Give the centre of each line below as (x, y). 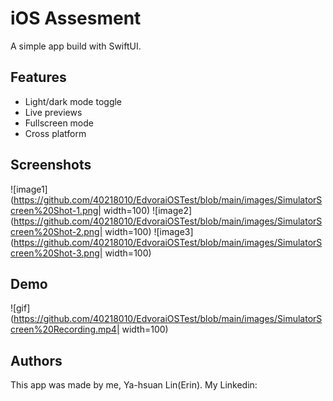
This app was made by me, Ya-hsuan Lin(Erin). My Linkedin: (134, 385)
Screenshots (51, 165)
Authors (36, 360)
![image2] (172, 210)
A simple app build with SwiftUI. (76, 46)
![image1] (29, 189)
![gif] (20, 308)
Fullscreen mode (59, 123)
